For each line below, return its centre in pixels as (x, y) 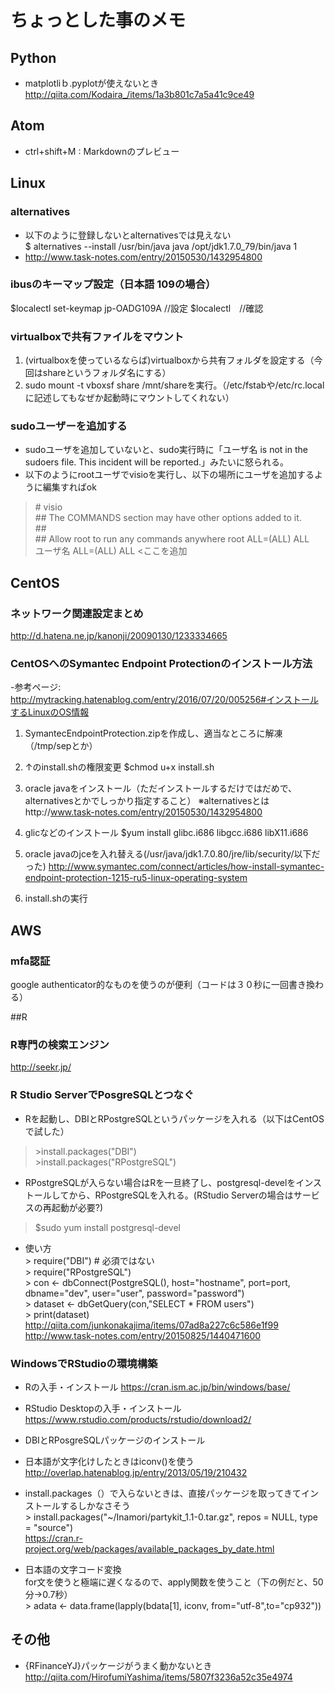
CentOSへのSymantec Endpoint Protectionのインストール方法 (161, 663)
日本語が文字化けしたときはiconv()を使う (109, 1461)
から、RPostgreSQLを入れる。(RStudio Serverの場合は (181, 1195)
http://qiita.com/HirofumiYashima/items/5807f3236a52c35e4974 (158, 1677)
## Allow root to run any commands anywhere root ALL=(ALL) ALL (172, 539)
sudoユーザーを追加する (69, 426)
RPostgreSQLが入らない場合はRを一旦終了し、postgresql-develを (160, 1182)
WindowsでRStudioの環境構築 (84, 1363)
